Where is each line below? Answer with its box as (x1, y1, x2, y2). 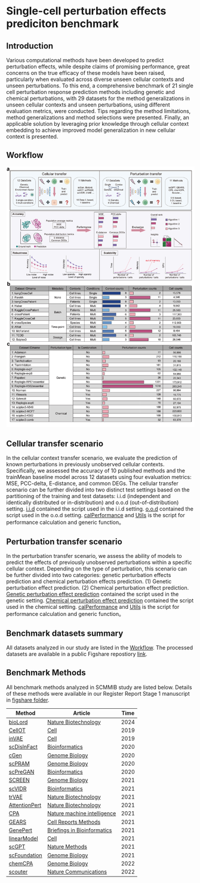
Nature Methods (47, 843, 88, 851)
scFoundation (8, 851, 43, 858)
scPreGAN (8, 768, 35, 776)
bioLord (8, 718, 28, 726)
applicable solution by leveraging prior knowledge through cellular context (6, 120, 189, 127)
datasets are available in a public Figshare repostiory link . (6, 651, 147, 658)
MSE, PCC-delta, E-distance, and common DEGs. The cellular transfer (6, 480, 179, 487)
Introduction (6, 41, 54, 51)
